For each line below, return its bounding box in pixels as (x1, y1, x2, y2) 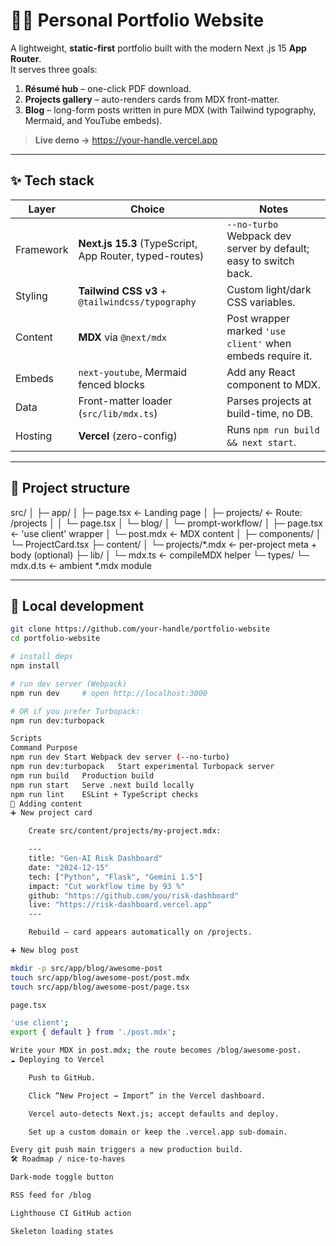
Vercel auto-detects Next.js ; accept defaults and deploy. (28, 1109, 280, 1119)
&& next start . (226, 435, 297, 449)
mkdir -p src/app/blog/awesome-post (10, 963, 163, 973)
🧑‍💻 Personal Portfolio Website (10, 9, 265, 32)
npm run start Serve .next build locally (10, 780, 195, 790)
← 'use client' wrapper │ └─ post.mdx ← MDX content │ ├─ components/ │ (10, 527, 322, 539)
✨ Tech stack (10, 172, 95, 189)
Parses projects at (226, 394, 312, 408)
